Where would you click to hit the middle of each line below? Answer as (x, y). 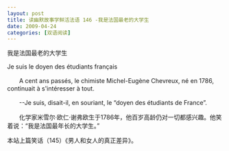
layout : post (26, 13)
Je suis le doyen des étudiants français (62, 67)
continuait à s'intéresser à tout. (51, 89)
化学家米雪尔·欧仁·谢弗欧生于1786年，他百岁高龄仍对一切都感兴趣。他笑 (120, 117)
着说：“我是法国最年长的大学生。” (53, 126)
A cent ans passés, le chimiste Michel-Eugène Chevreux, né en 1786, (117, 81)
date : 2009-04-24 (32, 26)
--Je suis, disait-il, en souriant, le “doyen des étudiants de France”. (113, 103)
